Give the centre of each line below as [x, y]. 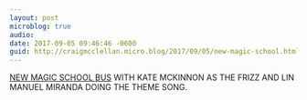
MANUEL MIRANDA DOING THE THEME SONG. [99, 87]
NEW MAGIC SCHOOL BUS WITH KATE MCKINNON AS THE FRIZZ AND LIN [152, 77]
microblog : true [40, 26]
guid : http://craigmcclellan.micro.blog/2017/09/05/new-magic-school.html [155, 52]
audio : [22, 35]
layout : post [34, 18]
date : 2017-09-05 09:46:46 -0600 [73, 43]
